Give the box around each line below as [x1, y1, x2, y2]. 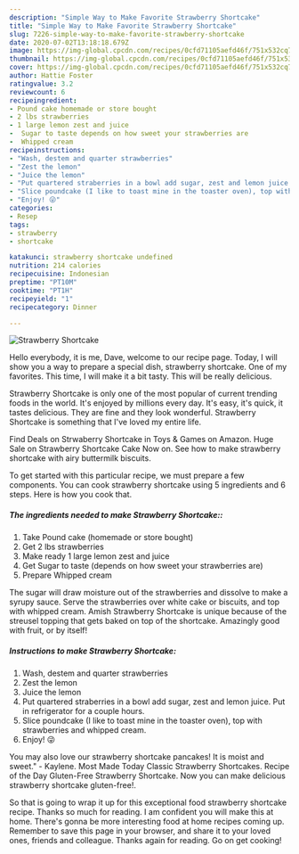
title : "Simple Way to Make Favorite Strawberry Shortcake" [9, 21, 238, 30]
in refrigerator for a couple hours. [21, 706, 145, 717]
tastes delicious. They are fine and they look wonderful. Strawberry [9, 407, 256, 418]
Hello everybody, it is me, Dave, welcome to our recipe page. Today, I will [9, 352, 278, 363]
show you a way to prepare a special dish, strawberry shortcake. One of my [9, 362, 287, 373]
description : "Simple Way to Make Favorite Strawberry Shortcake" [9, 12, 261, 22]
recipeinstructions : [9, 145, 86, 154]
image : [9, 46, 34, 55]
